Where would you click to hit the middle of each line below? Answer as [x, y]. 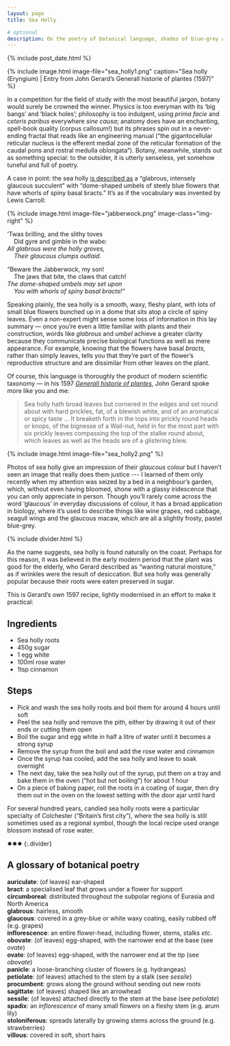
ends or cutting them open [54, 729]
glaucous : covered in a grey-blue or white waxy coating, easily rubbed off [112, 918]
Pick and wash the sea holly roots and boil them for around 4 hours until [118, 707]
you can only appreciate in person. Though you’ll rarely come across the [109, 497]
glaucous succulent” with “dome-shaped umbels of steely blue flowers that [113, 185]
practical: [21, 602]
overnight [30, 766]
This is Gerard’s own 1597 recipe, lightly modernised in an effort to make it [112, 595]
